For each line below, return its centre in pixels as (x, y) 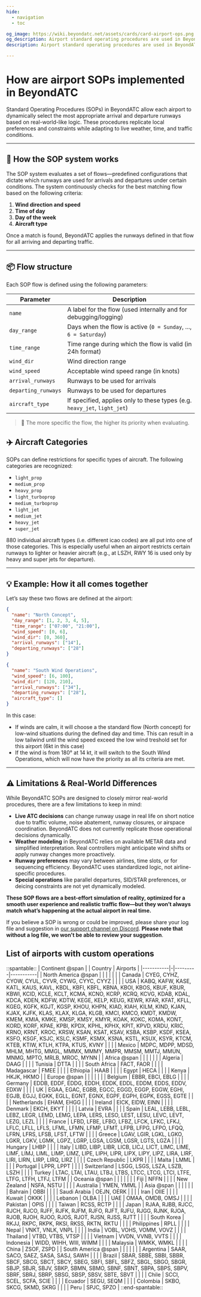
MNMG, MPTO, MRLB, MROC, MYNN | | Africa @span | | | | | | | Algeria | (95, 1057)
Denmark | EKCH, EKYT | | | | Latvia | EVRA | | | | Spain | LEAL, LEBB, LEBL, (98, 1108)
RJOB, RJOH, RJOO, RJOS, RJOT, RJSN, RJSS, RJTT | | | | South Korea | (95, 1217)
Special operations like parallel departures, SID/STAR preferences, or (100, 880)
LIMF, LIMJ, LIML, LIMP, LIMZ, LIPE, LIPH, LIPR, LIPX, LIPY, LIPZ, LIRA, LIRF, (100, 1153)
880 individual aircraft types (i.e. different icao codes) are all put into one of (99, 540)
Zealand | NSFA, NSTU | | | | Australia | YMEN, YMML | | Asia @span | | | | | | (100, 1185)
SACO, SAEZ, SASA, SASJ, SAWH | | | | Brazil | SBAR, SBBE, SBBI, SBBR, (95, 1255)
